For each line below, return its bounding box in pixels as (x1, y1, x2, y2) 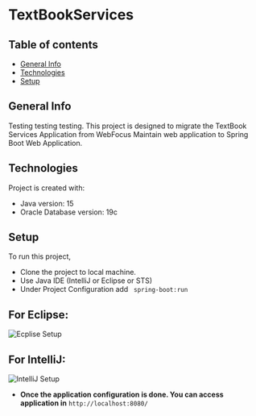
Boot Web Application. (8, 138, 83, 148)
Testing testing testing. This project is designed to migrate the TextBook (8, 121, 247, 131)
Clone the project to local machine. (19, 268, 137, 277)
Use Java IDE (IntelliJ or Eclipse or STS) (19, 276, 153, 285)
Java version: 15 (19, 198, 74, 208)
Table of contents (8, 38, 98, 52)
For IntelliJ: (8, 352, 66, 366)
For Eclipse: (8, 308, 69, 322)
